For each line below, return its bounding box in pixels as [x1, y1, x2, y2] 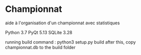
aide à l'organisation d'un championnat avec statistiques [5, 20, 120, 26]
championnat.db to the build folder [5, 44, 76, 50]
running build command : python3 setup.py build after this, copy [5, 39, 136, 45]
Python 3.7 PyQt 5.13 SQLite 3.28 [5, 29, 73, 35]
